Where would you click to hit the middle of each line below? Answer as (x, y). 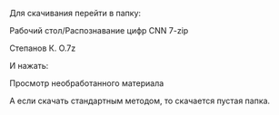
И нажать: (29, 66)
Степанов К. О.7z (43, 48)
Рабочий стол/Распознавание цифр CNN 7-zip (99, 30)
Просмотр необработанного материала (87, 83)
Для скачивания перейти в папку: (75, 13)
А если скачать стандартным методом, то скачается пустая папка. (140, 101)
